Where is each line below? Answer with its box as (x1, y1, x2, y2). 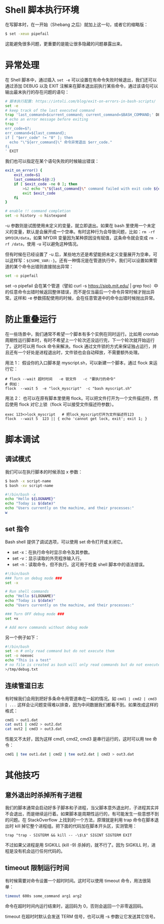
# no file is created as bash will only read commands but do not (5, 662, 143, 667)
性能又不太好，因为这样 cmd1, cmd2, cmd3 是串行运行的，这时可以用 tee (5, 736, 152, 742)
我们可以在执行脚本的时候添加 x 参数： (5, 469, 83, 475)
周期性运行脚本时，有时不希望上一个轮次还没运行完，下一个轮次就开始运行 (5, 337, 155, 343)
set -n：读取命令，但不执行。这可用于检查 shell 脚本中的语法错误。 (12, 561, 147, 567)
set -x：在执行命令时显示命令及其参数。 (12, 549, 93, 555)
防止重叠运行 (5, 314, 57, 325)
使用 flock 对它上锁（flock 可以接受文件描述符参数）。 (9, 401, 117, 407)
